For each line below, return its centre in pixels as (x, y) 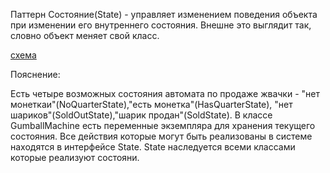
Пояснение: (35, 74)
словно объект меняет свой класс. (85, 35)
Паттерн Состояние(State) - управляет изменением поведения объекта (164, 14)
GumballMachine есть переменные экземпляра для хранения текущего (163, 125)
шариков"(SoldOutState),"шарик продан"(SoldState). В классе (141, 115)
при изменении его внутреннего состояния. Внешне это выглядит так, (161, 25)
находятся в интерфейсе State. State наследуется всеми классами (153, 147)
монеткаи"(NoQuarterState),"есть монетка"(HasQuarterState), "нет (151, 104)
